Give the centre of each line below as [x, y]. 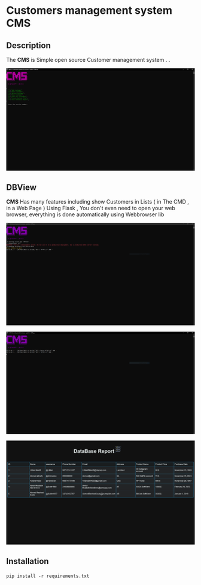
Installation [28, 561]
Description [28, 45]
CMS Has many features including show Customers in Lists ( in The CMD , [98, 202]
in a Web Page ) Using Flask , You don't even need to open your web [91, 208]
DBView [22, 188]
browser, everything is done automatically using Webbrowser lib [85, 214]
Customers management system [89, 11]
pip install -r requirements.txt [48, 576]
